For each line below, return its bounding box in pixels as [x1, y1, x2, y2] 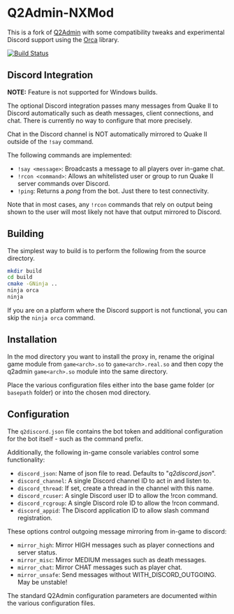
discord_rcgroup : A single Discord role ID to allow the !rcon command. [17, 499, 219, 507]
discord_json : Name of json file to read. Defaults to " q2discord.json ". [17, 469, 217, 477]
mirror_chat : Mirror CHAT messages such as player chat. [17, 563, 183, 571]
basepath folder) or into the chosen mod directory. [7, 388, 152, 397]
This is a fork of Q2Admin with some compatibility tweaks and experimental [7, 28, 225, 36]
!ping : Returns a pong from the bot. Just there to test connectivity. [17, 187, 210, 195]
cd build [7, 274, 33, 281]
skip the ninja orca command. [7, 313, 96, 322]
